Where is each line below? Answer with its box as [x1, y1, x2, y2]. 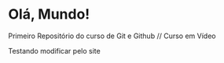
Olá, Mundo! [8, 5, 90, 23]
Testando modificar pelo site [8, 46, 101, 55]
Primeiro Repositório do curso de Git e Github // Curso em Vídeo [8, 31, 216, 40]
